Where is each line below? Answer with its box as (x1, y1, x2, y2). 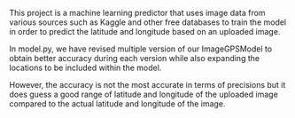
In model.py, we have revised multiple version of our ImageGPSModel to (9, 43, 273, 54)
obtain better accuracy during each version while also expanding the (9, 53, 260, 63)
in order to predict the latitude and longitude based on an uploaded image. (9, 27, 281, 36)
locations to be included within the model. (9, 62, 162, 73)
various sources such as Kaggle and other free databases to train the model (9, 17, 287, 28)
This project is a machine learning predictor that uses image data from (9, 8, 266, 18)
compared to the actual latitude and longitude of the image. (9, 98, 226, 109)
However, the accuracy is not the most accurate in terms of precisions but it (9, 80, 286, 90)
